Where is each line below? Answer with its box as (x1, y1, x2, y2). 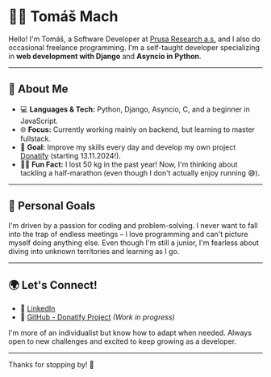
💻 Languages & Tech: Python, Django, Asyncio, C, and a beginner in (19, 104, 250, 114)
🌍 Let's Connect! (8, 278, 98, 292)
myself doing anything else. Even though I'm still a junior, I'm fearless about (8, 238, 260, 248)
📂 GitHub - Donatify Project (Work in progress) (19, 312, 175, 322)
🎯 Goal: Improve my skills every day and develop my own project (19, 142, 236, 152)
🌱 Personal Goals (8, 199, 96, 213)
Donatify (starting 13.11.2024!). (19, 150, 121, 160)
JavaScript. (19, 116, 59, 125)
